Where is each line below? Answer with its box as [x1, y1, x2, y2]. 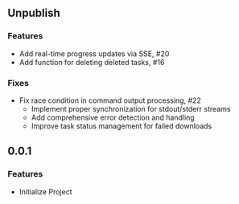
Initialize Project [19, 186, 72, 196]
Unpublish [7, 6, 61, 20]
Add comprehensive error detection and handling [31, 112, 195, 122]
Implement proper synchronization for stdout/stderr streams [31, 104, 231, 113]
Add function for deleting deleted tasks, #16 [19, 57, 165, 67]
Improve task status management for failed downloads [31, 120, 212, 131]
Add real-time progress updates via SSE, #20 [19, 48, 170, 59]
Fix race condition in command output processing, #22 [19, 96, 202, 105]
